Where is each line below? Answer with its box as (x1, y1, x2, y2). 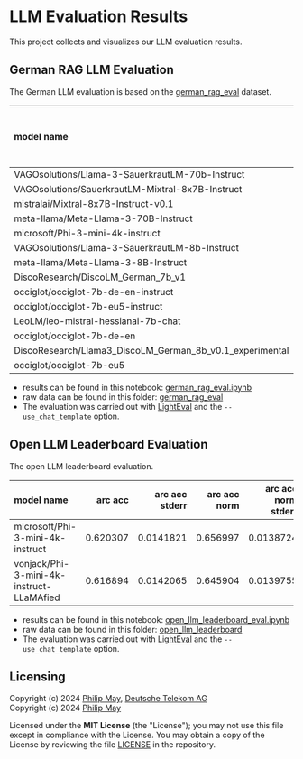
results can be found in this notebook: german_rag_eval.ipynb (22, 382, 252, 393)
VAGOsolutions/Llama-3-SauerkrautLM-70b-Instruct (14, 168, 245, 180)
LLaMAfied (14, 591, 60, 604)
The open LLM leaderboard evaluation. (9, 460, 154, 471)
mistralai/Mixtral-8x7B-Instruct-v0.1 (14, 197, 174, 209)
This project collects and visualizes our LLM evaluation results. (9, 36, 243, 47)
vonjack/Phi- (14, 557, 70, 569)
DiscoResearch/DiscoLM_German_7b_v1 (14, 271, 187, 283)
